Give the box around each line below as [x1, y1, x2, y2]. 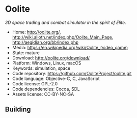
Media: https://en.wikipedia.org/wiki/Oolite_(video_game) [12, 44, 128, 50]
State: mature [12, 50, 40, 56]
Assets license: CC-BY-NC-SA [12, 91, 74, 97]
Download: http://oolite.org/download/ [12, 55, 90, 60]
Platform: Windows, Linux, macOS [12, 60, 82, 66]
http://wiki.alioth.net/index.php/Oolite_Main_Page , [12, 34, 114, 40]
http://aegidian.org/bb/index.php [12, 39, 79, 45]
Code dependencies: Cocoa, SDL [12, 86, 80, 92]
